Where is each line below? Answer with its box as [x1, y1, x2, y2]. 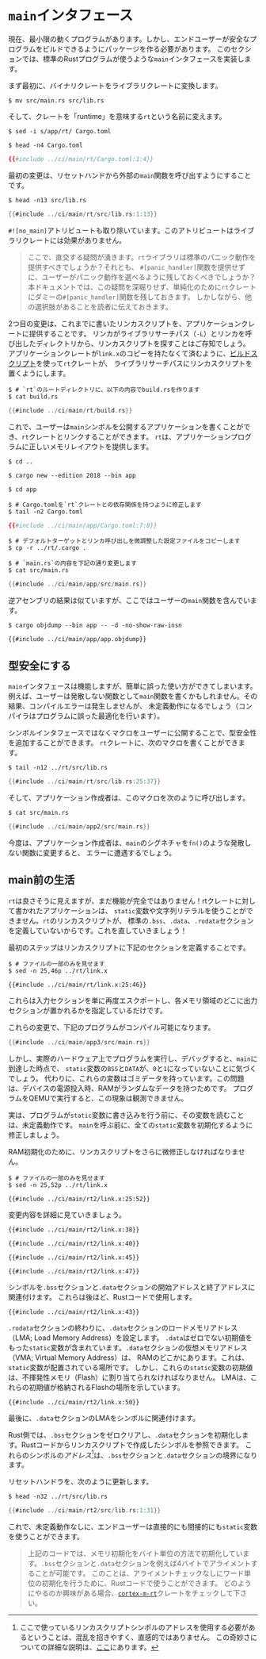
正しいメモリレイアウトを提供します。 [28, 441, 154, 451]
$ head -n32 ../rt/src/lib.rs [8, 1492, 108, 1501]
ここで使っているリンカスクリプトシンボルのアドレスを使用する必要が [19, 1623, 249, 1632]
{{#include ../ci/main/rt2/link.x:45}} [8, 1254, 140, 1262]
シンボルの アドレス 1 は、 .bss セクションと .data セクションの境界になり [28, 1449, 258, 1460]
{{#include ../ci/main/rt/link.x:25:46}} [8, 981, 147, 989]
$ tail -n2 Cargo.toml [8, 508, 83, 516]
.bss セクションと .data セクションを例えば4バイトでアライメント [40, 1559, 251, 1569]
